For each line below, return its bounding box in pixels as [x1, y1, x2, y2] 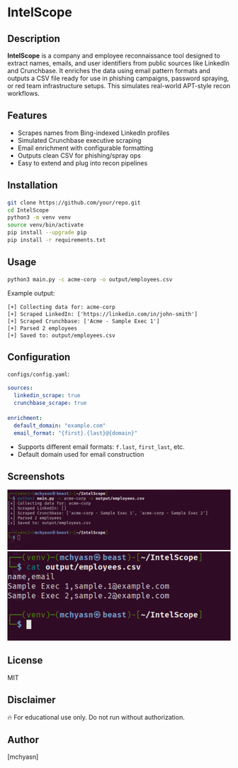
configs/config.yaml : [7, 370, 70, 379]
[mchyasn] [7, 752, 39, 761]
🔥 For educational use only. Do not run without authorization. [7, 713, 186, 721]
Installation [7, 179, 58, 192]
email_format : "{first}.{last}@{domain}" [13, 429, 138, 437]
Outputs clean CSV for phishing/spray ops [17, 151, 142, 160]
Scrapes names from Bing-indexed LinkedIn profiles [17, 129, 170, 137]
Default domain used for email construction [17, 450, 144, 458]
